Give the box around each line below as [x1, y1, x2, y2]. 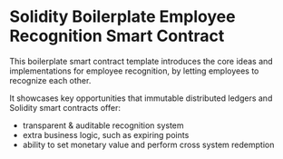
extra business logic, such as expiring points [22, 129, 190, 140]
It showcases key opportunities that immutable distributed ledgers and [9, 93, 273, 104]
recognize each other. [9, 75, 92, 85]
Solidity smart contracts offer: [9, 102, 121, 113]
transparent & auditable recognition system [22, 120, 184, 131]
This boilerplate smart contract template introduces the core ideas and [9, 55, 274, 66]
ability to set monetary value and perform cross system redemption [22, 139, 275, 150]
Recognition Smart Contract [9, 25, 225, 46]
